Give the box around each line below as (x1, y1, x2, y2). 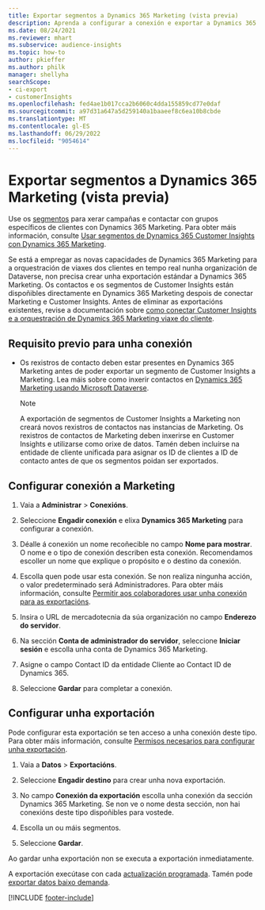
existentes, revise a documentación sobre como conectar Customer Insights (8, 305, 257, 315)
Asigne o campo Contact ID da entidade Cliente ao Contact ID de (19, 660, 232, 670)
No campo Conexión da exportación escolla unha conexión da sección (19, 790, 253, 800)
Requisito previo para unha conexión (8, 336, 193, 350)
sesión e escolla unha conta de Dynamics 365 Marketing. (19, 644, 208, 655)
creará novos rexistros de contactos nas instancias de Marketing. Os (19, 422, 244, 432)
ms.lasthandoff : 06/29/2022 (8, 129, 101, 137)
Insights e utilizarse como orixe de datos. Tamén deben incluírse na (19, 440, 240, 449)
